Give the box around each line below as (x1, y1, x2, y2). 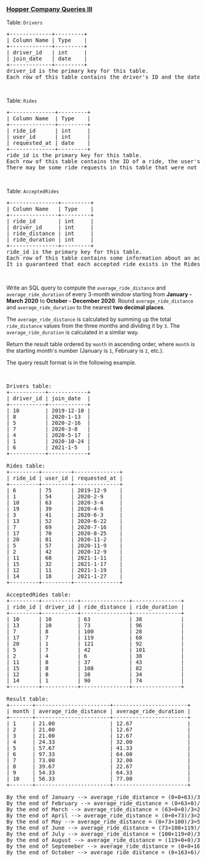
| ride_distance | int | (6, 230, 94, 237)
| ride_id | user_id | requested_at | (6, 475, 123, 482)
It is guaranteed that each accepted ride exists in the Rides (6, 261, 200, 268)
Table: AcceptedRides (6, 188, 59, 195)
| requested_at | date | (6, 140, 91, 147)
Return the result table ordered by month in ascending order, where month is (6, 341, 195, 348)
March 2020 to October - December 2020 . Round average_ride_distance (6, 297, 194, 305)
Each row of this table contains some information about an (6, 255, 191, 262)
